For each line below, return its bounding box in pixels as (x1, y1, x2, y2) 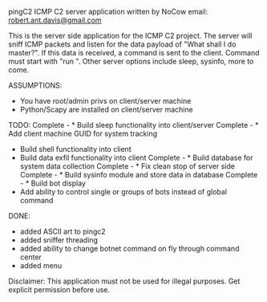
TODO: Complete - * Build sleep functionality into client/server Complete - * (8, 120, 259, 129)
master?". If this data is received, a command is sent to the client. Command (8, 48, 260, 57)
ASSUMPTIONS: (8, 80, 63, 90)
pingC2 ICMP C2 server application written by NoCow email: (8, 7, 208, 16)
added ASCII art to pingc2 (19, 226, 106, 236)
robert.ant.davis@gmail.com (8, 15, 102, 25)
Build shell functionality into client (19, 145, 131, 153)
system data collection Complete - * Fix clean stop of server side (19, 161, 235, 171)
